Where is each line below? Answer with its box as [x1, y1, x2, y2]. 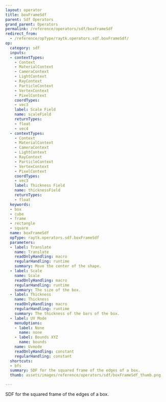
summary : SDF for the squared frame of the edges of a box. [10, 368, 140, 373]
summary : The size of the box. [14, 287, 81, 292]
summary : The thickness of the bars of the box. [14, 311, 120, 316]
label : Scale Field [14, 107, 56, 112]
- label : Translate [10, 244, 52, 250]
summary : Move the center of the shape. [14, 264, 102, 269]
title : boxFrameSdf [5, 12, 47, 17]
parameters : [10, 240, 36, 245]
